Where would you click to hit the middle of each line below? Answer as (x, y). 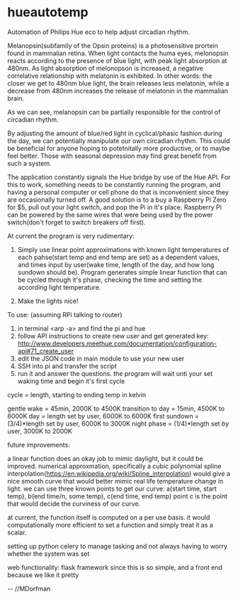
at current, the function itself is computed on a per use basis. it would (109, 517)
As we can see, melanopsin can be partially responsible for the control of (114, 112)
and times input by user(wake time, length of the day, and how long (116, 264)
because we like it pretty (43, 575)
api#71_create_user (46, 350)
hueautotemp (48, 12)
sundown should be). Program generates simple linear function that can (122, 272)
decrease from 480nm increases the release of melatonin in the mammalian (118, 91)
